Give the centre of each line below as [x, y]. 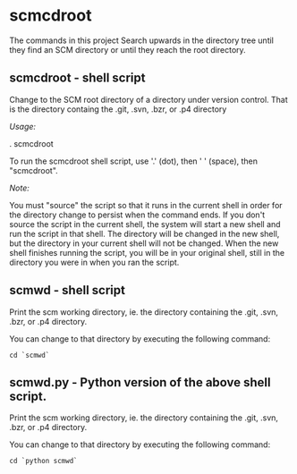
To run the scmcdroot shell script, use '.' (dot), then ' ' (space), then [133, 161]
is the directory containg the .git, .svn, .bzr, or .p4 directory [118, 109]
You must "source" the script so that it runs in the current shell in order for [146, 205]
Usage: [23, 126]
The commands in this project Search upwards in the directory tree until [142, 40]
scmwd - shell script [67, 290]
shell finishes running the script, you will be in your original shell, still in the [147, 252]
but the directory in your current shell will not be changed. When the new [144, 243]
